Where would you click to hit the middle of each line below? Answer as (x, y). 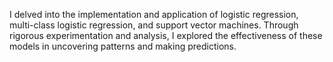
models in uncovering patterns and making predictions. (123, 46)
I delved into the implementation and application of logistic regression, (154, 14)
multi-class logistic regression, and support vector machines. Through (154, 25)
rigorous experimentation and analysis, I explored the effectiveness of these (166, 35)
